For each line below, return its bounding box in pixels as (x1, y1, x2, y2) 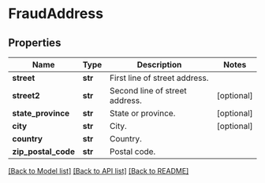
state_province (12, 108, 70, 119)
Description (136, 60, 182, 70)
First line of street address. (109, 72, 209, 83)
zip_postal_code (12, 146, 75, 157)
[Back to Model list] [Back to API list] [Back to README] (8, 167, 189, 175)
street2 (12, 90, 41, 101)
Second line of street (109, 86, 187, 96)
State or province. (109, 108, 176, 119)
